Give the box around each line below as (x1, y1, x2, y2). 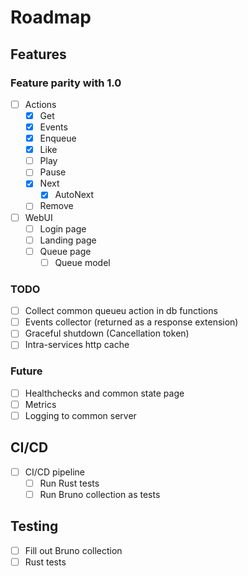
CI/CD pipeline (24, 466, 85, 478)
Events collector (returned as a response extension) (24, 316, 239, 328)
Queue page (39, 245, 92, 257)
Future (10, 364, 43, 378)
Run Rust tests (39, 477, 100, 489)
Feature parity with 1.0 (10, 76, 122, 90)
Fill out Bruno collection (24, 544, 123, 556)
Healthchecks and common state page (24, 387, 185, 399)
